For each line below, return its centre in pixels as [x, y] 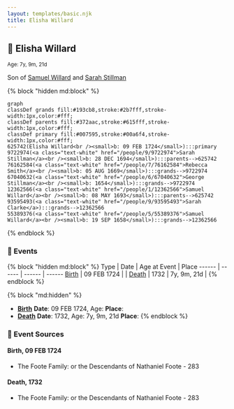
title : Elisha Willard [40, 20]
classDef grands [31, 110]
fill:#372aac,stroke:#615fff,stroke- [115, 122]
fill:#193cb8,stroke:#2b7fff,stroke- [112, 110]
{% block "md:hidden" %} [45, 295]
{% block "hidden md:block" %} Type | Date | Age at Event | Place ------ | [114, 266]
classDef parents [32, 122]
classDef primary [32, 135]
